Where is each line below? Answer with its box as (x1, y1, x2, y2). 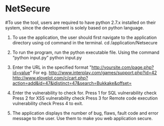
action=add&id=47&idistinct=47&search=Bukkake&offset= (12, 80, 132, 86)
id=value (12, 69, 30, 75)
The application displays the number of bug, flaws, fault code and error (12, 110, 159, 116)
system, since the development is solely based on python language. (5, 24, 144, 30)
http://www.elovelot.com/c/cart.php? (12, 75, 88, 81)
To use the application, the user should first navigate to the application (12, 34, 157, 40)
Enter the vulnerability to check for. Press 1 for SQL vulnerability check (12, 90, 157, 96)
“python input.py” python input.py (12, 54, 82, 60)
